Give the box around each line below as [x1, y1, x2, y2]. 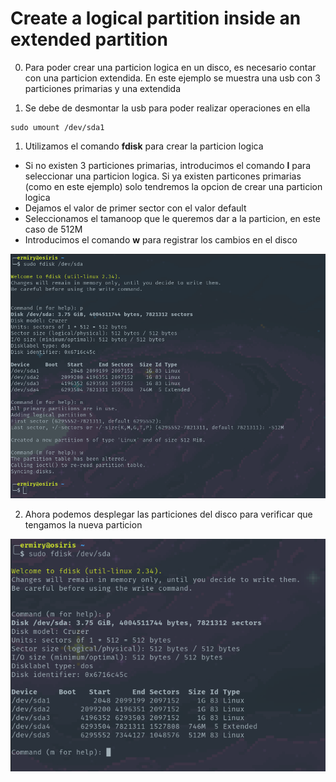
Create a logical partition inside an [10, 7, 302, 30]
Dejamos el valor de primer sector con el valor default [24, 202, 247, 214]
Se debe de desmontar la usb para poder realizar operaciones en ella [24, 102, 311, 114]
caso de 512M [24, 223, 83, 235]
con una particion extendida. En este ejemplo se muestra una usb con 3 [24, 72, 321, 84]
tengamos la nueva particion [24, 518, 143, 531]
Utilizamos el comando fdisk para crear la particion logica [24, 140, 264, 152]
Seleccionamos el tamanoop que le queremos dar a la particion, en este [24, 212, 321, 224]
